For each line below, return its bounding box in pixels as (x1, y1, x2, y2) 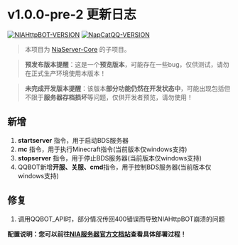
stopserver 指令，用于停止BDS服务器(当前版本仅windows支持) (17, 153, 202, 162)
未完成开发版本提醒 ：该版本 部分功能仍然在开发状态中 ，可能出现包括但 (24, 84, 231, 92)
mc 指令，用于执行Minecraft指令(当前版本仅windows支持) (17, 145, 188, 153)
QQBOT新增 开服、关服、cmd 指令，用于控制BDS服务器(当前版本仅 (17, 163, 212, 171)
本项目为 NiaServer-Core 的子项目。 (24, 45, 131, 53)
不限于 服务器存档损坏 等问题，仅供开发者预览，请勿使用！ (24, 93, 193, 102)
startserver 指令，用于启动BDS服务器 (17, 136, 129, 144)
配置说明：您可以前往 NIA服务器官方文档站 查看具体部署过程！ (7, 229, 187, 238)
